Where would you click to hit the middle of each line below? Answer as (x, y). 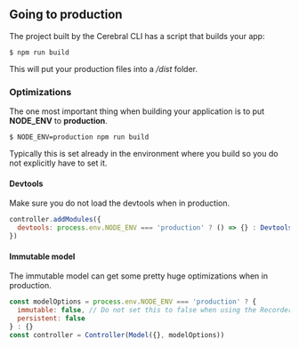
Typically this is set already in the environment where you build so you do (144, 154)
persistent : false (52, 318)
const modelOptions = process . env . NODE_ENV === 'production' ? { (133, 302)
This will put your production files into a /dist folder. (104, 69)
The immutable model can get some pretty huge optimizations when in (139, 276)
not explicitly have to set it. (58, 163)
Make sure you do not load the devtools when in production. (120, 203)
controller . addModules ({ (55, 220)
